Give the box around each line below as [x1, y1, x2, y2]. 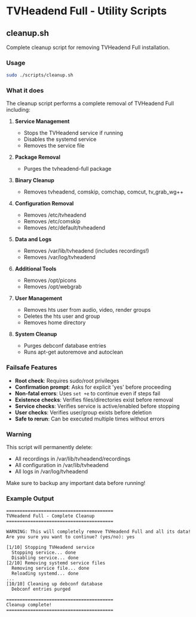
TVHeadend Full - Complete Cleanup [6, 513, 95, 519]
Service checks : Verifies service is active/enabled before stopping [14, 402, 180, 410]
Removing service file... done [11, 566, 90, 572]
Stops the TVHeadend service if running [23, 130, 124, 137]
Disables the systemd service [23, 136, 97, 143]
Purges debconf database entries [23, 342, 106, 349]
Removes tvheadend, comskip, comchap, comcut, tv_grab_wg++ [23, 188, 184, 195]
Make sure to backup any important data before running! [6, 480, 146, 487]
